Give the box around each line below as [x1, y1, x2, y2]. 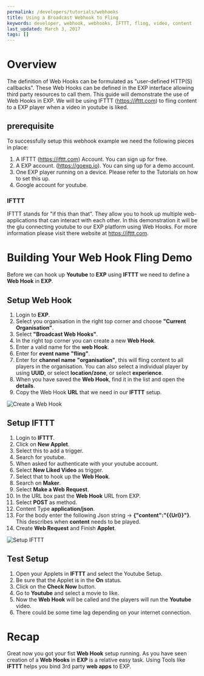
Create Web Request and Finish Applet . [15, 524, 117, 531]
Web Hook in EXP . [7, 278, 53, 285]
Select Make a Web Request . [15, 485, 89, 493]
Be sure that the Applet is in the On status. [15, 576, 122, 584]
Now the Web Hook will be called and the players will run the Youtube [15, 596, 192, 603]
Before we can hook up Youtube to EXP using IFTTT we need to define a [7, 271, 190, 278]
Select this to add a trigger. [15, 447, 84, 454]
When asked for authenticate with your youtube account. [15, 460, 158, 467]
